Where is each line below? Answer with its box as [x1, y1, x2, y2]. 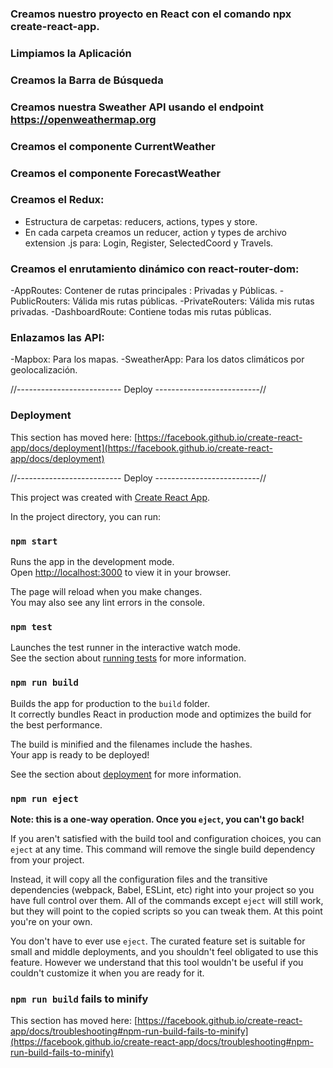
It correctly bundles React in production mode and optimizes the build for [10, 708, 312, 720]
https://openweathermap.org [10, 112, 157, 126]
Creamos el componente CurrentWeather [10, 139, 216, 153]
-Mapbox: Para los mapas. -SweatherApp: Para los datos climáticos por [10, 353, 305, 366]
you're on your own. [10, 915, 93, 927]
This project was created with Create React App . [10, 491, 211, 503]
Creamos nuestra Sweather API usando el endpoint [10, 100, 264, 114]
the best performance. [10, 718, 103, 731]
